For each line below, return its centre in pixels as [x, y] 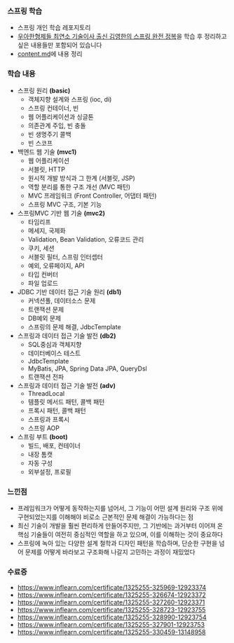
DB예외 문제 [44, 318]
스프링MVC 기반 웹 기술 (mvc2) [61, 213]
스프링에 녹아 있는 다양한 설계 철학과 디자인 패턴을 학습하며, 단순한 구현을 [117, 543]
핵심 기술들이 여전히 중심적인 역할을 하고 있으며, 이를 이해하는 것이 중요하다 [120, 534]
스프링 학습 [25, 11]
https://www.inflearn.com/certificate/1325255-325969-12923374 [112, 588]
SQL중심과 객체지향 [55, 344]
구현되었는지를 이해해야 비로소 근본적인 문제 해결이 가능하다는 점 [105, 517]
